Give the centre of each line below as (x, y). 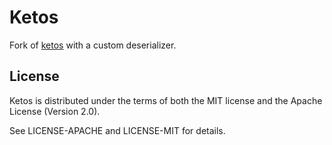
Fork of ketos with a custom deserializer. (93, 45)
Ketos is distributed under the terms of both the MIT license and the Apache (166, 100)
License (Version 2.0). (55, 111)
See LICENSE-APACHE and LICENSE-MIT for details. (117, 130)
